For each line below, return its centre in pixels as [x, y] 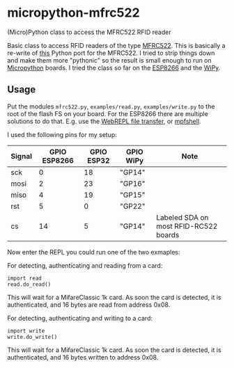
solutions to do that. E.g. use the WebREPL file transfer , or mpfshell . [104, 121]
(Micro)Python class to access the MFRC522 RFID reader [89, 32]
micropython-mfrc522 [74, 13]
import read [24, 278]
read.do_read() [29, 284]
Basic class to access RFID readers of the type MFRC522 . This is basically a [116, 45]
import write [26, 331]
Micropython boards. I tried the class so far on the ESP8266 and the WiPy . [114, 67]
